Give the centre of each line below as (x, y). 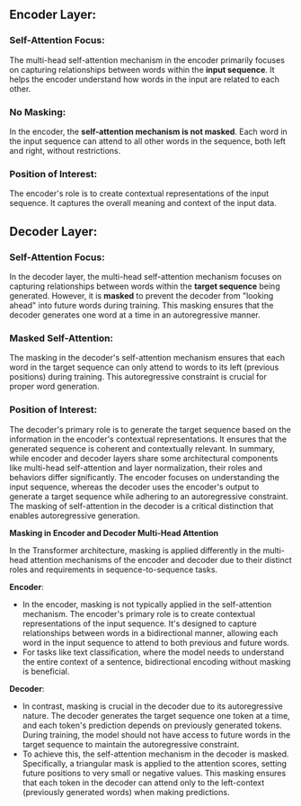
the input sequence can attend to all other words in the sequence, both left (147, 141)
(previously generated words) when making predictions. (126, 792)
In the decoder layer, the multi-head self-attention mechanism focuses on (146, 276)
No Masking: (38, 112)
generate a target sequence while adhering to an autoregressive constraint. (149, 496)
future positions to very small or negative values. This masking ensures (154, 773)
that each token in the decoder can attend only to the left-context (143, 783)
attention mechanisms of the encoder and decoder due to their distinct (161, 560)
